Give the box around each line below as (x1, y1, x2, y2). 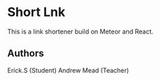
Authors (7, 47, 44, 59)
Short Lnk (7, 4, 66, 20)
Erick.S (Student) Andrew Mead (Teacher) (7, 66, 129, 74)
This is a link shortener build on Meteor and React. (7, 27, 154, 36)
